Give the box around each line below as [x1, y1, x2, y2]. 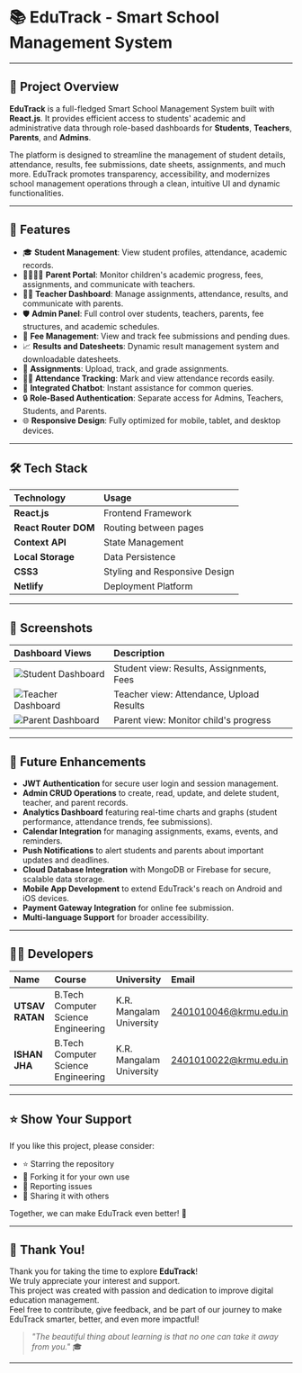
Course [54, 973, 87, 986]
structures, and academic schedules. [22, 321, 160, 331]
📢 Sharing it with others [22, 1190, 110, 1201]
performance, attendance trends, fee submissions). [22, 817, 213, 827]
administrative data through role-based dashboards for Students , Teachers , [9, 122, 292, 133]
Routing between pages [102, 521, 204, 534]
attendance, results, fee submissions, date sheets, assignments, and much [9, 158, 286, 169]
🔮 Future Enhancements [9, 754, 147, 770]
